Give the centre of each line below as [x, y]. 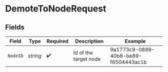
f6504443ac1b [128, 62]
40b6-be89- [126, 56]
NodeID [15, 56]
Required [58, 41]
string [35, 56]
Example [135, 41]
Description [89, 41]
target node [87, 59]
